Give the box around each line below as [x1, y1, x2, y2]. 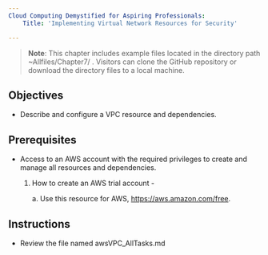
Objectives [8, 88, 64, 102]
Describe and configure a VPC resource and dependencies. [19, 110, 218, 119]
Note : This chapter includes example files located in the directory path [27, 48, 261, 58]
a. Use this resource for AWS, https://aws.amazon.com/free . [31, 194, 231, 204]
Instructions [8, 217, 70, 231]
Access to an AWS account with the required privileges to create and [19, 154, 248, 164]
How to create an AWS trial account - [31, 178, 155, 188]
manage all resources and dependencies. [19, 163, 157, 172]
